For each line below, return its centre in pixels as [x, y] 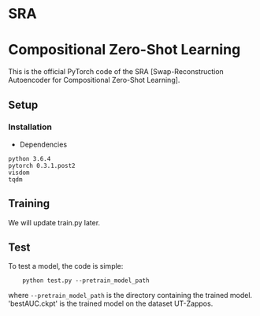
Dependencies [43, 144]
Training [29, 204]
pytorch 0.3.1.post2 [42, 165]
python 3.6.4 [30, 158]
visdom [19, 173]
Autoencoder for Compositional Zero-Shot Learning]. [94, 80]
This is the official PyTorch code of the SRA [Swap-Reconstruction [116, 72]
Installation [30, 127]
